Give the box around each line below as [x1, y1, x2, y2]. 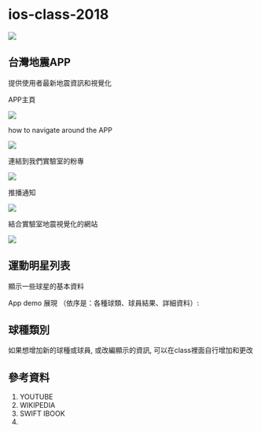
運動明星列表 [8, 259, 71, 273]
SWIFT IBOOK [19, 409, 65, 418]
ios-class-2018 [8, 6, 109, 24]
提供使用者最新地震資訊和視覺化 [8, 78, 112, 87]
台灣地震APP [8, 56, 71, 69]
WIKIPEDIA [19, 401, 56, 410]
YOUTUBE [19, 392, 53, 402]
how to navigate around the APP [8, 125, 112, 134]
